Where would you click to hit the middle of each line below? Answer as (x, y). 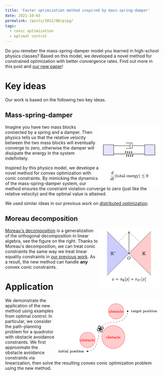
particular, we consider (28, 321)
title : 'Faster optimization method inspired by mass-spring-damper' (78, 10)
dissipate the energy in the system (40, 153)
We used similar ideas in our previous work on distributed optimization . (77, 203)
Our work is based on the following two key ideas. (56, 100)
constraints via (20, 357)
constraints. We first (26, 342)
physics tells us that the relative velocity (45, 137)
